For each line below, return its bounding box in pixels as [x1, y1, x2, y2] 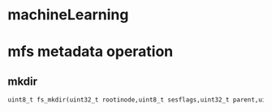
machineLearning [7, 6, 129, 24]
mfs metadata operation [7, 43, 174, 61]
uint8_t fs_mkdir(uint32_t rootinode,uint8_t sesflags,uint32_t [7, 96, 230, 104]
